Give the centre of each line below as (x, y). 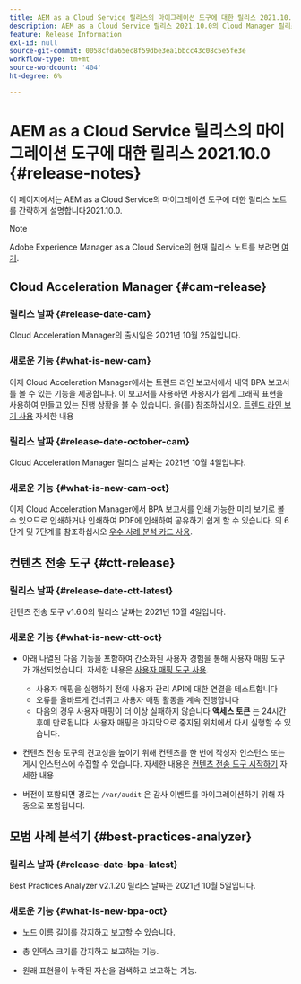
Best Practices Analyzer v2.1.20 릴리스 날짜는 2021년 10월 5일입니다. (133, 885)
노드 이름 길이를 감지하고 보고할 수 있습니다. (99, 932)
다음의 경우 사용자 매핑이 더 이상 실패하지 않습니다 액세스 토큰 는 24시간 (161, 711)
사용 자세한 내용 (46, 416)
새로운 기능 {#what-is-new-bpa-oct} (89, 910)
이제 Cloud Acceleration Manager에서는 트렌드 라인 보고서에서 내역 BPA (138, 382)
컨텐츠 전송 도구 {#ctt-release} (92, 562)
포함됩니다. (65, 805)
